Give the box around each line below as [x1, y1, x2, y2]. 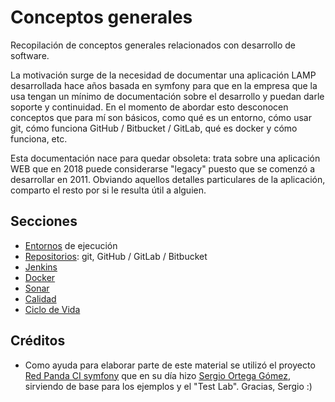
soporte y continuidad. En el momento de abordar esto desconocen [10, 101, 289, 113]
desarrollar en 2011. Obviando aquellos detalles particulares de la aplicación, [10, 173, 326, 185]
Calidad [24, 292, 57, 305]
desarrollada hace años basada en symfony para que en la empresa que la [10, 79, 318, 91]
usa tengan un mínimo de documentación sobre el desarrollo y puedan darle [10, 90, 325, 102]
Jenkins [24, 261, 58, 273]
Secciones [10, 213, 78, 230]
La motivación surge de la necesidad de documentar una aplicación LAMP [10, 69, 317, 81]
